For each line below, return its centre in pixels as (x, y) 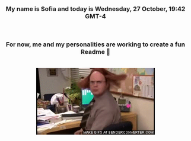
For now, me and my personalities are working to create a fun (95, 44)
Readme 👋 (95, 52)
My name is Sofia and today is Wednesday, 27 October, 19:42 (95, 9)
